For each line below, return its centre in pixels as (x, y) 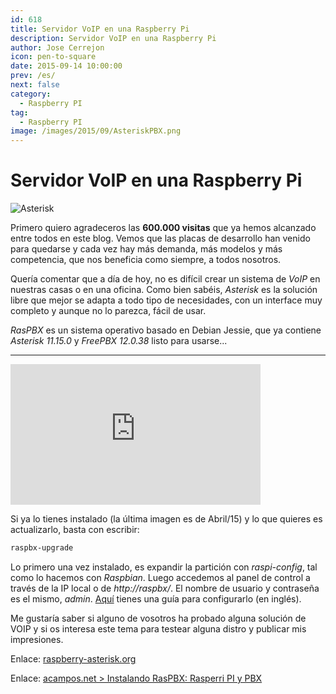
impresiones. (37, 639)
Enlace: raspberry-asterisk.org (73, 658)
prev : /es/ (33, 76)
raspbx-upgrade (42, 548)
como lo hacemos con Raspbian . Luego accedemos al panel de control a (160, 577)
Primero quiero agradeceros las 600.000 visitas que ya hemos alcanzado (163, 228)
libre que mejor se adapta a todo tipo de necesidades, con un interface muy (166, 300)
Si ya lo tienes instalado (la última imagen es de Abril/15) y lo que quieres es (166, 519)
